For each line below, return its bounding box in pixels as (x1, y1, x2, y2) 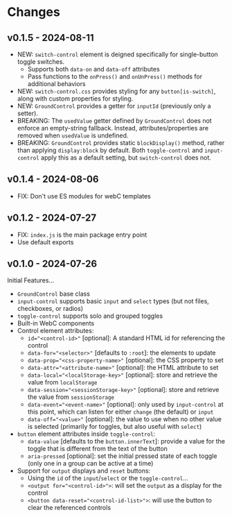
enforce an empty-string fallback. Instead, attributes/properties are (17, 124, 209, 132)
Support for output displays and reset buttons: (17, 466, 151, 475)
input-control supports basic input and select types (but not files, (17, 297, 209, 305)
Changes (7, 4, 60, 20)
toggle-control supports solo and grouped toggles (17, 312, 163, 320)
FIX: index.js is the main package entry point (17, 230, 148, 239)
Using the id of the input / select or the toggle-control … (27, 474, 188, 482)
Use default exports (17, 237, 74, 246)
